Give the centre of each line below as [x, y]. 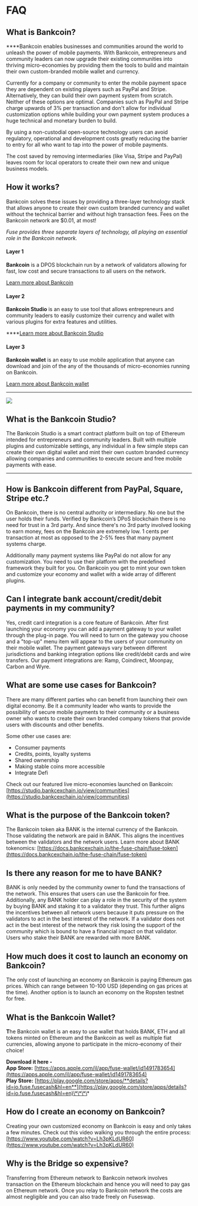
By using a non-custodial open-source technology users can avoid [87, 132]
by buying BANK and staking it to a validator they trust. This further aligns [95, 906]
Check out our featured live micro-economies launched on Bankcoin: [90, 784]
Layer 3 [16, 347]
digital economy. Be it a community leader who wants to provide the [89, 706]
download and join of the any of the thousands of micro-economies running [98, 366]
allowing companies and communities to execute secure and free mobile [94, 458]
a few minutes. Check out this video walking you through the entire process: [99, 1132]
